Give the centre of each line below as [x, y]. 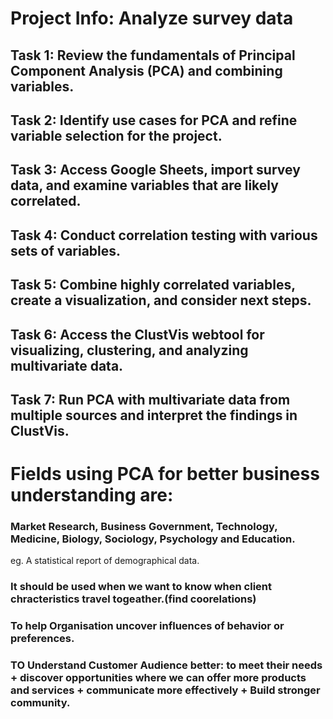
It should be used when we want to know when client [141, 587]
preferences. [42, 639]
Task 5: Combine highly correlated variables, [153, 285]
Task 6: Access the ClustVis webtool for [137, 334]
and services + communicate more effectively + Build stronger [165, 690]
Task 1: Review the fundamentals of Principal [153, 55]
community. [40, 703]
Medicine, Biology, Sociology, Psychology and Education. [153, 539]
